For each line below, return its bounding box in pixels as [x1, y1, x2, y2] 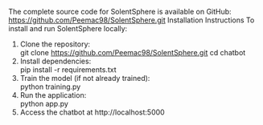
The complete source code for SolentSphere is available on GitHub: [8, 7, 232, 16]
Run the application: [19, 91, 87, 99]
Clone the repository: [19, 39, 91, 49]
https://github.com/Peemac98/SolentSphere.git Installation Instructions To [8, 15, 255, 25]
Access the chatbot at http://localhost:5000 [19, 107, 165, 117]
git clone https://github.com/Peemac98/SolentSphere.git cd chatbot [19, 48, 246, 57]
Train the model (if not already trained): [19, 74, 150, 83]
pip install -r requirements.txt [19, 65, 117, 75]
